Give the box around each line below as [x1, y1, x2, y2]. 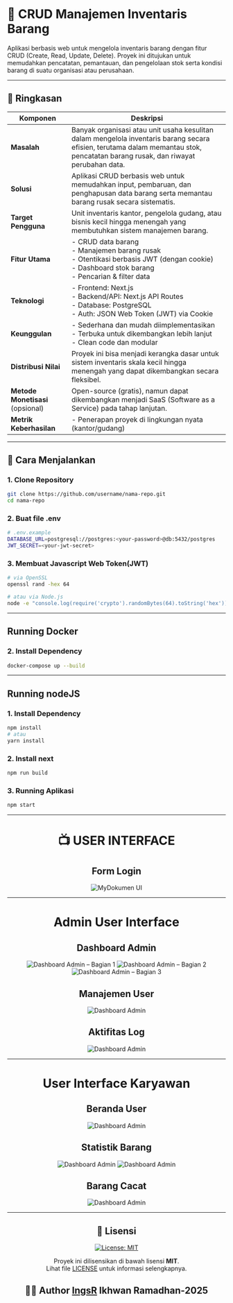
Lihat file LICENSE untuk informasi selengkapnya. [46, 1264, 187, 1272]
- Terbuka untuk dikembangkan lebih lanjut [71, 329, 213, 339]
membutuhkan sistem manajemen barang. [71, 225, 209, 235]
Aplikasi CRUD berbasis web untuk [71, 171, 185, 180]
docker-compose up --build [7, 662, 85, 669]
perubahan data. [71, 160, 126, 169]
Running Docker [7, 626, 78, 638]
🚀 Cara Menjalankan [7, 454, 96, 466]
